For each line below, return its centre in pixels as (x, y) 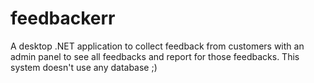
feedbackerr (63, 18)
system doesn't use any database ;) (84, 67)
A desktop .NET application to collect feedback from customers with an (157, 46)
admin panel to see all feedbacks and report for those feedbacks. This (155, 56)
